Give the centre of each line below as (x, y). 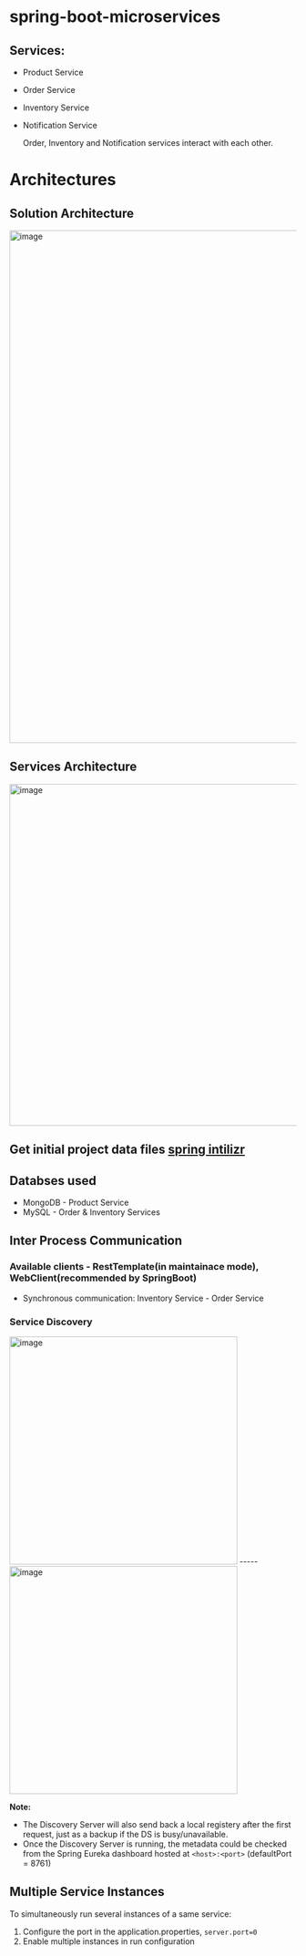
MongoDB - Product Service (76, 1203)
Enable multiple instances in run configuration (109, 1941)
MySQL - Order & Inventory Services (92, 1212)
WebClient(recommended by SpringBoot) (103, 1278)
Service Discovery (51, 1322)
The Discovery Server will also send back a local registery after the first (157, 1824)
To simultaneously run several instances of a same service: (121, 1914)
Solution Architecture (72, 213)
